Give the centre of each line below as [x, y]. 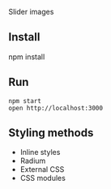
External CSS [42, 170]
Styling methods [51, 133]
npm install [27, 57]
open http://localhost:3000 [56, 108]
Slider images [31, 12]
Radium [33, 161]
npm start [25, 101]
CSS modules [43, 178]
